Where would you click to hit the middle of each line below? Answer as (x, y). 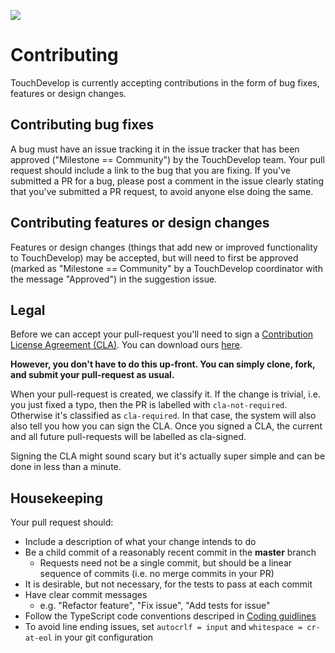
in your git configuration (104, 637)
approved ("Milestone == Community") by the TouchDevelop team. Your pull (167, 159)
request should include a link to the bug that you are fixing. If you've (150, 170)
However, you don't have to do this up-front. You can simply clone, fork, (163, 364)
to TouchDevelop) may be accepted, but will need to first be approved (154, 257)
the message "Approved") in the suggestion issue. (114, 279)
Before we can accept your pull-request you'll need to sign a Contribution (162, 334)
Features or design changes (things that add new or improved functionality (164, 247)
